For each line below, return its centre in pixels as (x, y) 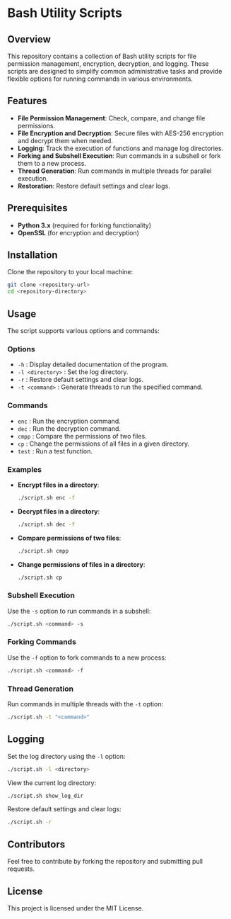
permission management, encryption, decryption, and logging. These (108, 64)
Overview (29, 39)
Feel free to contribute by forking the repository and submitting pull (105, 862)
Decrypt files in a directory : (59, 511)
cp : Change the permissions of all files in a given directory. (103, 444)
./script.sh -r (30, 822)
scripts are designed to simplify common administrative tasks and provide (115, 71)
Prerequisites (37, 208)
